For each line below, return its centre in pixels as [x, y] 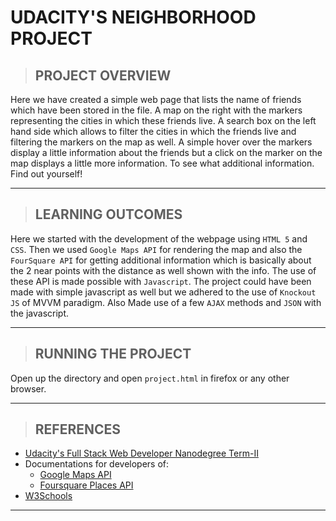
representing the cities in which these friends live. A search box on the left [163, 120]
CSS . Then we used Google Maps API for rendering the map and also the [156, 249]
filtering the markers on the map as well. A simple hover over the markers [161, 142]
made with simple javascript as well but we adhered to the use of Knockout [163, 292]
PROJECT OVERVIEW [103, 75]
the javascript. [40, 313]
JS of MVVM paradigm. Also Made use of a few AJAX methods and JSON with [166, 302]
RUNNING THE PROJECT [113, 354]
